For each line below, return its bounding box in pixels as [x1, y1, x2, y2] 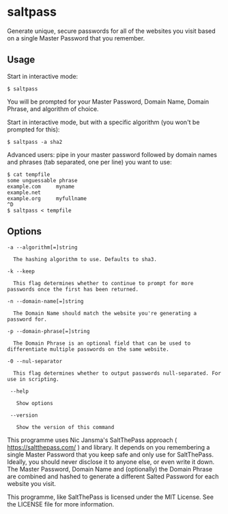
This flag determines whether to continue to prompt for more [13, 280, 194, 286]
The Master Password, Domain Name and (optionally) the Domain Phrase [7, 465, 213, 473]
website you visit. [7, 479, 57, 487]
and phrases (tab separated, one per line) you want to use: [7, 158, 172, 166]
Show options [16, 400, 53, 406]
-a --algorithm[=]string [7, 244, 78, 251]
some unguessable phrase [7, 177, 78, 184]
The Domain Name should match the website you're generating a [13, 310, 197, 317]
